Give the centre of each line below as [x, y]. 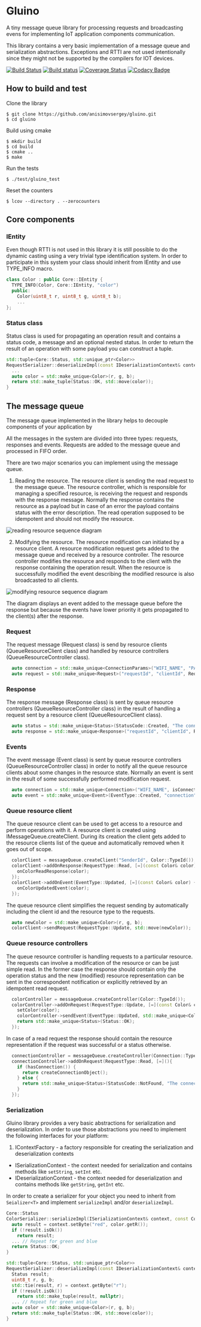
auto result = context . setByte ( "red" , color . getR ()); [80, 1224]
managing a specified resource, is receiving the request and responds [101, 494]
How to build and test [47, 89]
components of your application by [49, 427]
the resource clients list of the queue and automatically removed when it [95, 843]
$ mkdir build [24, 141]
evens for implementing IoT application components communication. [91, 34]
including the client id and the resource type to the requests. [81, 912]
